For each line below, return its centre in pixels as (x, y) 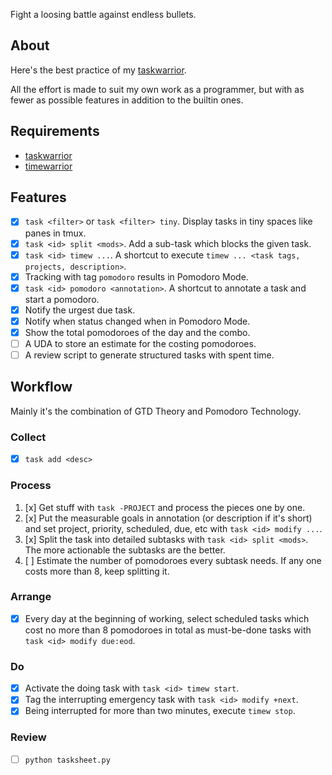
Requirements (55, 131)
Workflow (41, 387)
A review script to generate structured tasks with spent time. (149, 355)
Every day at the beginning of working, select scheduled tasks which (167, 618)
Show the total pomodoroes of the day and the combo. (137, 332)
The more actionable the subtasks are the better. (125, 550)
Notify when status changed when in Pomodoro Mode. (137, 321)
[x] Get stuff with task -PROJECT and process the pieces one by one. (165, 507)
